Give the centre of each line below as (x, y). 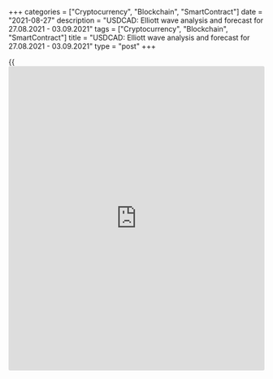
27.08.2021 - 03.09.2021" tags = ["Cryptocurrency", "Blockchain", (119, 29)
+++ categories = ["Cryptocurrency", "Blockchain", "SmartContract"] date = (136, 12)
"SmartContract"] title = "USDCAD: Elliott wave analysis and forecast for (129, 37)
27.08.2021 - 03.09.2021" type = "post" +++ (82, 46)
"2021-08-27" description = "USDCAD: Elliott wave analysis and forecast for (136, 20)
